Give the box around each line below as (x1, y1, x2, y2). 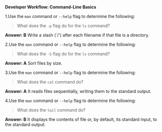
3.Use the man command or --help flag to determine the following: (5, 70, 136, 75)
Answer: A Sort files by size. (5, 60, 62, 66)
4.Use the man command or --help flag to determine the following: (5, 98, 136, 103)
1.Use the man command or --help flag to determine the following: (5, 14, 135, 19)
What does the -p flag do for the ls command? (16, 23, 110, 29)
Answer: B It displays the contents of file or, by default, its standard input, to (5, 117, 157, 122)
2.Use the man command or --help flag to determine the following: (5, 42, 136, 47)
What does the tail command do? (16, 107, 86, 113)
